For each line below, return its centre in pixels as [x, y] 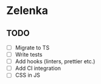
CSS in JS [28, 75]
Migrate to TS [32, 47]
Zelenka [27, 11]
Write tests [29, 55]
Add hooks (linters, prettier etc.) [55, 61]
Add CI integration [38, 68]
